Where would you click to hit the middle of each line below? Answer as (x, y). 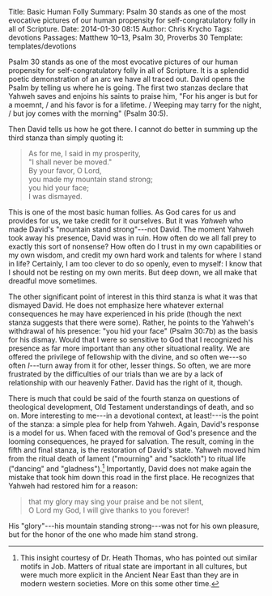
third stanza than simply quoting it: (66, 138)
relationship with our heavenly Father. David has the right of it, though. (125, 383)
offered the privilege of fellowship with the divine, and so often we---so (127, 357)
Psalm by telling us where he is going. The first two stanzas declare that (128, 87)
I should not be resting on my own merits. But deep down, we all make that (133, 272)
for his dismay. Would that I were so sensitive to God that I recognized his (131, 340)
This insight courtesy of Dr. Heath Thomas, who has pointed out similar (138, 557)
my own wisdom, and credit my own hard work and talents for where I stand (135, 255)
